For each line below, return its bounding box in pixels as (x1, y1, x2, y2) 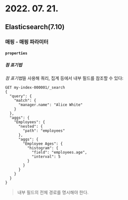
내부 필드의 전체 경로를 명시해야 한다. (17, 190, 89, 196)
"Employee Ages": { (23, 141, 63, 146)
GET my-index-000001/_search (5, 85, 65, 90)
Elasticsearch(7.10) (5, 23, 65, 31)
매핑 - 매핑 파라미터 (5, 38, 48, 45)
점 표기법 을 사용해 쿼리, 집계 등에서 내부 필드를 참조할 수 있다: (5, 75, 124, 81)
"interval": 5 (31, 154, 61, 160)
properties (5, 51, 28, 56)
